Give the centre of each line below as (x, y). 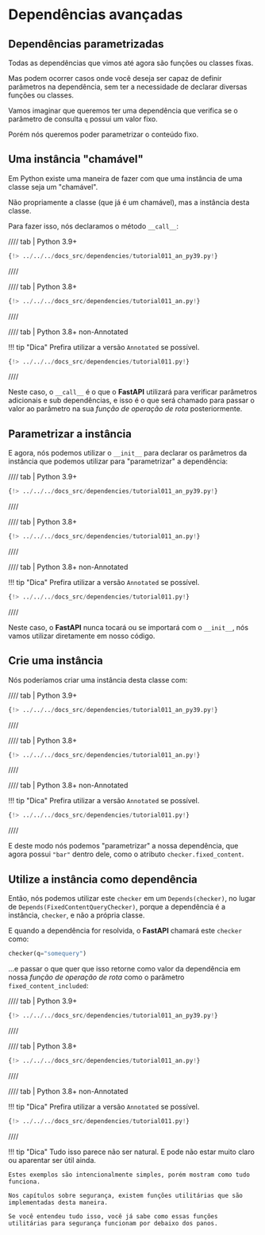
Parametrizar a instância (70, 434)
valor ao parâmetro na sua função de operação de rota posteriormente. (125, 409)
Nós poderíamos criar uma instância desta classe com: (98, 679)
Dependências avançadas (96, 15)
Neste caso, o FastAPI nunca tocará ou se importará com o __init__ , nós (128, 627)
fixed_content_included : (48, 985)
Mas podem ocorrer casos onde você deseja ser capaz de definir (115, 78)
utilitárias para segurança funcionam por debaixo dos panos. (113, 1223)
